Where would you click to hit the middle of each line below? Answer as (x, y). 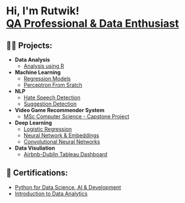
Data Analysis (32, 60)
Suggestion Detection (50, 104)
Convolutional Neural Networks (62, 142)
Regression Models (47, 79)
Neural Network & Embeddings (61, 135)
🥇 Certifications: (37, 173)
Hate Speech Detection (52, 97)
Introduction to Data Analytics (51, 194)
